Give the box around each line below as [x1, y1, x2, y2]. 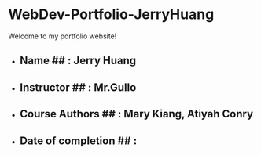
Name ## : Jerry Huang [19, 54, 137, 67]
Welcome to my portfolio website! [8, 31, 117, 41]
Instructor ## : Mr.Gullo [19, 81, 137, 94]
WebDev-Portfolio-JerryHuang [8, 5, 215, 23]
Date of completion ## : [19, 134, 138, 147]
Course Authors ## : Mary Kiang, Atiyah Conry [19, 107, 254, 121]
